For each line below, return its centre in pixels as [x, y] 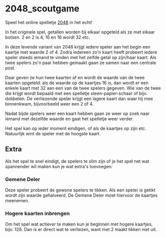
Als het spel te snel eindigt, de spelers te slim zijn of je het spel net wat [77, 161]
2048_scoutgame [42, 9]
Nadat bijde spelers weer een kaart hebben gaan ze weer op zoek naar [77, 113]
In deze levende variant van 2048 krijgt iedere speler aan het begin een [78, 47]
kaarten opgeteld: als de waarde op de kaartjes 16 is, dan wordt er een [77, 83]
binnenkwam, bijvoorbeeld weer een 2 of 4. [49, 104]
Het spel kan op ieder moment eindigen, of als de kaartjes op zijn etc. [76, 128]
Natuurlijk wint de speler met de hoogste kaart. [53, 133]
